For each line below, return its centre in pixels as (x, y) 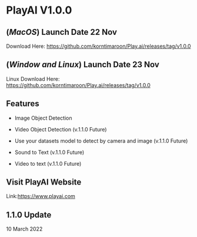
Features (23, 104)
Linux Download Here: (33, 79)
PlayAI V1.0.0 (39, 10)
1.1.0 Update (29, 215)
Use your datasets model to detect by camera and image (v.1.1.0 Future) (101, 141)
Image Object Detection (43, 118)
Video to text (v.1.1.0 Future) (48, 163)
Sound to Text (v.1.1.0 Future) (49, 152)
